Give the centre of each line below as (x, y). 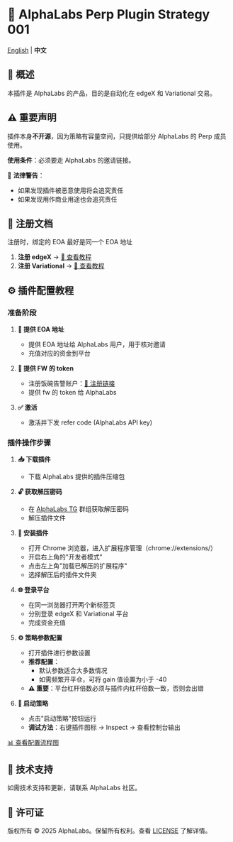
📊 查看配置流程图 (33, 743)
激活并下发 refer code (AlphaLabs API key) (90, 422)
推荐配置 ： (44, 662)
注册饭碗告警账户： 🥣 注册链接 (72, 383)
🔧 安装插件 (33, 533)
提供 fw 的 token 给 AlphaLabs (72, 393)
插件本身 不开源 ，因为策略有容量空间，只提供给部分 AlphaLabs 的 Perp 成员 (117, 136)
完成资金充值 (47, 623)
